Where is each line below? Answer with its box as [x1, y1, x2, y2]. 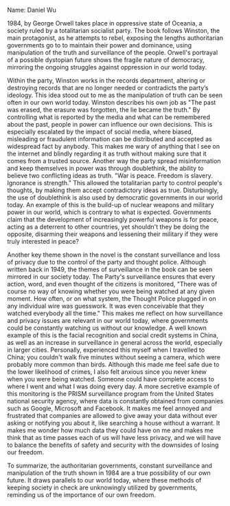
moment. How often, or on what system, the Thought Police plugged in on [7, 295, 216, 302]
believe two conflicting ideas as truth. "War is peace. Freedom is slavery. [7, 171, 213, 180]
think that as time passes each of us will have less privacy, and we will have [7, 434, 221, 441]
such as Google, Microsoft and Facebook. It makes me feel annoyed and [7, 404, 212, 412]
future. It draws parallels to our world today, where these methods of [7, 476, 202, 484]
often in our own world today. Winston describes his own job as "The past [7, 98, 216, 106]
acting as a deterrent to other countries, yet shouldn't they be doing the [7, 223, 209, 231]
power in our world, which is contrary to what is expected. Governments [7, 208, 211, 216]
